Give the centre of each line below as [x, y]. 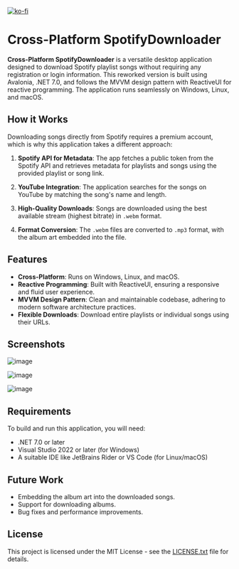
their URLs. [34, 322]
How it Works [38, 120]
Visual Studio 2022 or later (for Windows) [79, 450]
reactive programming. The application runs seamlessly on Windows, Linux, [118, 90]
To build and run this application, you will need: [76, 429]
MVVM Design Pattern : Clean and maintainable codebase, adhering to [122, 299]
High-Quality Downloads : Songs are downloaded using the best [112, 208]
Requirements [39, 411]
